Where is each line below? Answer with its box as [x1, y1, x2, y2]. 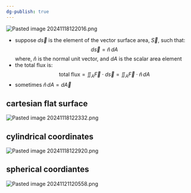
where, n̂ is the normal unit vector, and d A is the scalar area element [14, 55, 183, 62]
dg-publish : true [6, 8, 49, 15]
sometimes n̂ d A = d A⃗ [14, 81, 71, 88]
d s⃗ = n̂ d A [90, 46, 118, 53]
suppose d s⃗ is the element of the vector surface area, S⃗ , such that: [14, 36, 186, 43]
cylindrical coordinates [6, 131, 94, 141]
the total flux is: [14, 61, 53, 68]
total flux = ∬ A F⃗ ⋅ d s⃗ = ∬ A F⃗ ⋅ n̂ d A [58, 71, 151, 79]
